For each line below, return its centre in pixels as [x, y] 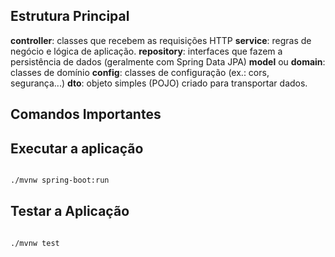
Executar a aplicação [77, 148]
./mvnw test [35, 243]
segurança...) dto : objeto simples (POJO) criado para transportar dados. [159, 83]
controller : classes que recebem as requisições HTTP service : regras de [161, 40]
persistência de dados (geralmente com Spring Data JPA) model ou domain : [168, 61]
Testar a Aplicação [70, 211]
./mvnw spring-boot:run [60, 180]
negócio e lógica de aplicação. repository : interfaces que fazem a [146, 51]
